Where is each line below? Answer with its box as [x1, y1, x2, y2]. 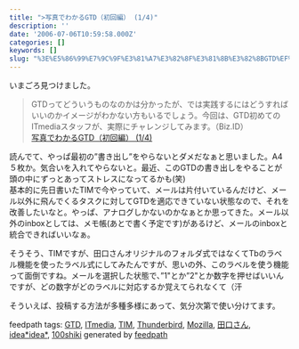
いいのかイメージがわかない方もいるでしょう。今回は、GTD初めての [30, 110, 281, 120]
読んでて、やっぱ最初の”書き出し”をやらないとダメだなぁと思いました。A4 [9, 151, 283, 161]
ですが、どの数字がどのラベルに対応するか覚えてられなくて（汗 [9, 281, 243, 292]
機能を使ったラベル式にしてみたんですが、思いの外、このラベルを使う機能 [16, 259, 289, 270]
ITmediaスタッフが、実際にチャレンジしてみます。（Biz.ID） [30, 121, 248, 132]
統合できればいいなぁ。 [9, 229, 95, 239]
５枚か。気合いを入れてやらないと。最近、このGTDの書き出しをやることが [9, 162, 283, 173]
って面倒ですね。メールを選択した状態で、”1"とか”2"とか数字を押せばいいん [9, 271, 285, 280]
